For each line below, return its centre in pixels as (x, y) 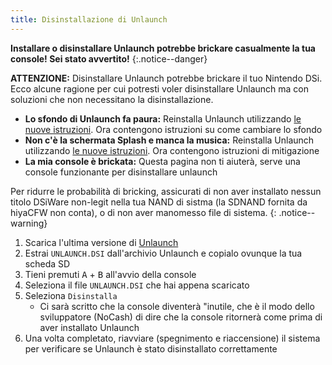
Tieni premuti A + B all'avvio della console (110, 274)
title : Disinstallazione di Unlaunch (89, 19)
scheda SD (47, 263)
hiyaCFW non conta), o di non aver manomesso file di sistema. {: (143, 212)
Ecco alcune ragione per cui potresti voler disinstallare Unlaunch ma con (159, 88)
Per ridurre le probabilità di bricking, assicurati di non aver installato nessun (166, 191)
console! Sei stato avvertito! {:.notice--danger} (109, 58)
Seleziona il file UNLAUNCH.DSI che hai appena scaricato (137, 285)
